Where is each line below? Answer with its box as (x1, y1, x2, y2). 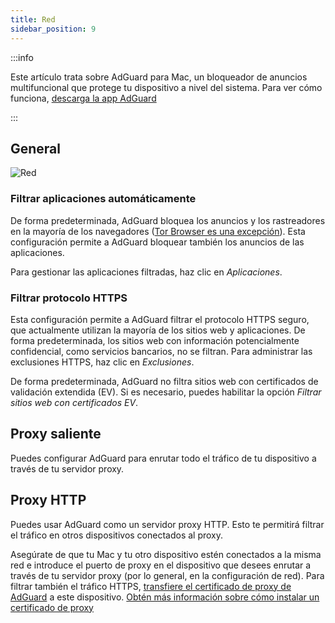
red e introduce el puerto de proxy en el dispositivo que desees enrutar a (10, 559, 312, 571)
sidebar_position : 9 (10, 24, 97, 34)
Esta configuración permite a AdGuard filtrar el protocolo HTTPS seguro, (10, 313, 310, 325)
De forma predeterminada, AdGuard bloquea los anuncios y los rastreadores (10, 214, 326, 226)
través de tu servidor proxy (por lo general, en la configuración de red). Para (10, 569, 325, 581)
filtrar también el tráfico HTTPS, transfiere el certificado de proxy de (10, 580, 292, 592)
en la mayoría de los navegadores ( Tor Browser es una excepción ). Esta (10, 225, 306, 237)
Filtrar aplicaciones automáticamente (10, 192, 197, 206)
